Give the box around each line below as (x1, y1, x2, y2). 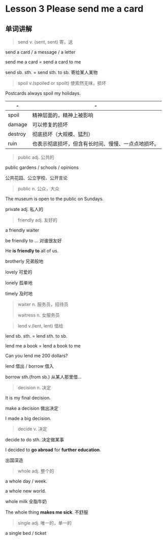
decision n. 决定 (17, 385, 51, 390)
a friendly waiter (5, 227, 40, 233)
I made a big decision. (5, 415, 52, 421)
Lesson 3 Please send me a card (5, 3, 144, 15)
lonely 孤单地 (5, 280, 33, 285)
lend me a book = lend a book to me (5, 343, 81, 349)
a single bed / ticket (5, 530, 47, 536)
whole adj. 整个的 (17, 468, 54, 474)
